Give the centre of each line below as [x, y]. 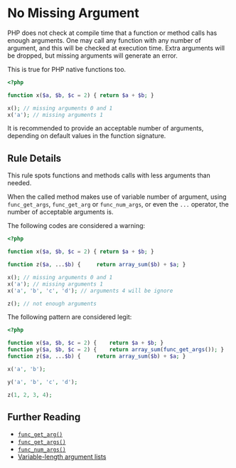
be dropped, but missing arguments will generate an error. [92, 56]
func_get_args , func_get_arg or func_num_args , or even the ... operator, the [118, 204]
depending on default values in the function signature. [87, 136]
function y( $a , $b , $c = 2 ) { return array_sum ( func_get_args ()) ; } [116, 350]
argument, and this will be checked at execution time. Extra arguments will [116, 48]
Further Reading [44, 417]
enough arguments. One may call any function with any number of [104, 40]
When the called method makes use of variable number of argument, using [117, 197]
